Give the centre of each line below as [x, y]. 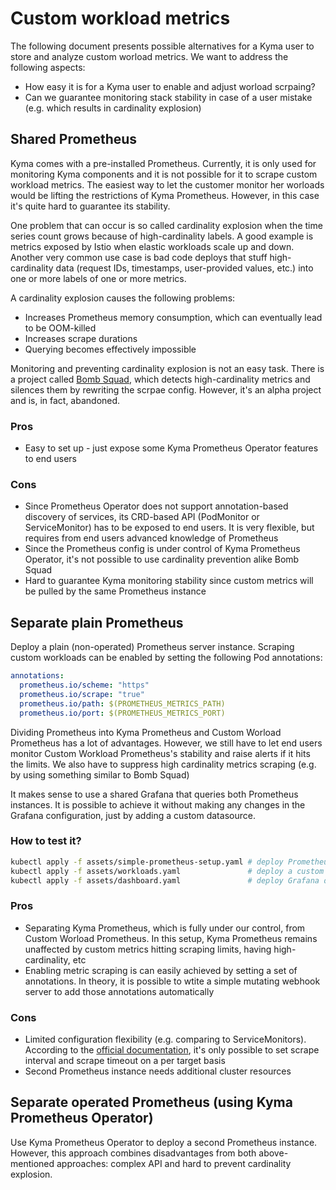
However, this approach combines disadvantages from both [133, 1153]
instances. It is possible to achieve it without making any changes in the [158, 804]
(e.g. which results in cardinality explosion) [113, 108]
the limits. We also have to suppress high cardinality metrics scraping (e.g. [163, 764]
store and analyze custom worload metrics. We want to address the [149, 56]
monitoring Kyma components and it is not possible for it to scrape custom [164, 174]
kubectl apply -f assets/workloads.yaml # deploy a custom [167, 871]
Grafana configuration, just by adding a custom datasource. [133, 815]
